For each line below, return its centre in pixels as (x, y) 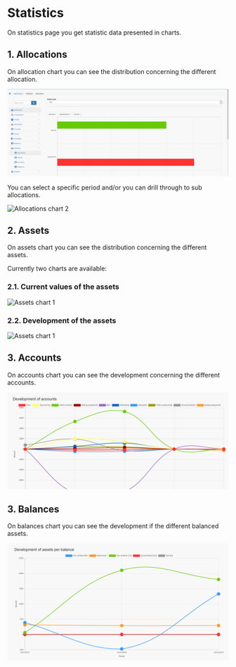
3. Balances (33, 509)
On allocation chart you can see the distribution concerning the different (112, 71)
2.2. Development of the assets (62, 320)
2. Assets (28, 231)
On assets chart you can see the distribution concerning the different (107, 247)
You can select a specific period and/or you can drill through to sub (105, 187)
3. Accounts (34, 358)
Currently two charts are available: (57, 268)
